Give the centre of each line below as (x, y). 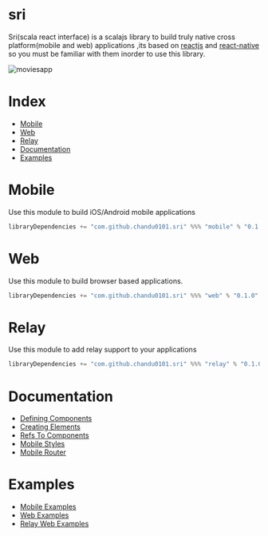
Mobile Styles (42, 444)
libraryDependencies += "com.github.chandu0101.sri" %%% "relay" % (123, 364)
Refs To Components (54, 435)
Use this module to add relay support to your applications (102, 350)
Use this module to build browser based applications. (96, 280)
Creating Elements (50, 427)
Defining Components (56, 419)
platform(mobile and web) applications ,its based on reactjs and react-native (134, 45)
